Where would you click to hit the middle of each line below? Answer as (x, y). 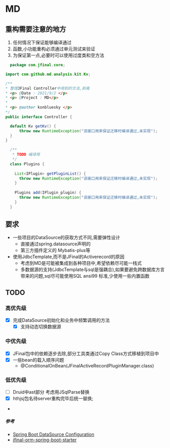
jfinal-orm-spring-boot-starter (45, 440)
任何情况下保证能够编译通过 (42, 42)
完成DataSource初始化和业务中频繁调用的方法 (61, 320)
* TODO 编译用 (26, 154)
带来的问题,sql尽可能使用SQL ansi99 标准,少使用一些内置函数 (85, 276)
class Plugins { (27, 164)
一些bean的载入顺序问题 (38, 360)
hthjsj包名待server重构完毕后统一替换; (53, 399)
